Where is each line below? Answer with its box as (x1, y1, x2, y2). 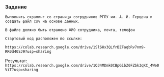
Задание (5, 3, 27, 10)
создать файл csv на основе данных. (5, 19, 80, 24)
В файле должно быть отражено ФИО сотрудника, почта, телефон (5, 28, 135, 33)
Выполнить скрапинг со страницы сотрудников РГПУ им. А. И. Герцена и (5, 15, 153, 20)
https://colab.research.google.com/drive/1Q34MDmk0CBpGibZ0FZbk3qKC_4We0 (5, 63, 160, 68)
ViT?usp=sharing (5, 68, 38, 73)
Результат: (5, 58, 27, 64)
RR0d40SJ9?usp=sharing (5, 49, 52, 54)
